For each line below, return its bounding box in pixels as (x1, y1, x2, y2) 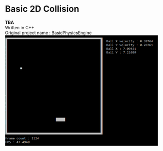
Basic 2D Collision (5, 3, 80, 15)
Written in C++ (5, 24, 34, 30)
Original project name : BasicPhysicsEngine (5, 30, 92, 35)
